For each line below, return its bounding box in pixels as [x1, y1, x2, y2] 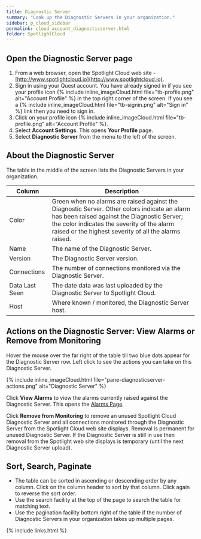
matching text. [14, 502, 51, 510]
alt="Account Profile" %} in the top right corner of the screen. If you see [14, 94, 193, 102]
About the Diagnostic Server [6, 151, 115, 161]
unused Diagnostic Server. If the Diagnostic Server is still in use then [6, 431, 175, 438]
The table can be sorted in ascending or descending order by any [14, 477, 177, 484]
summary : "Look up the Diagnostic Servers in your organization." [6, 14, 175, 20]
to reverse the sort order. [14, 490, 77, 497]
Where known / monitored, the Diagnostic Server [51, 298, 190, 307]
